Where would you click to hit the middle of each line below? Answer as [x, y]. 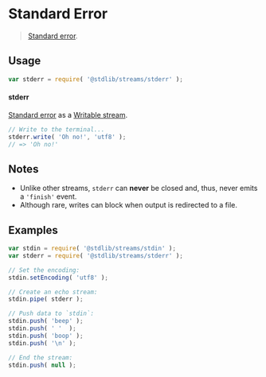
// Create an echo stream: [53, 292]
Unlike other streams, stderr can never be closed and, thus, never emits [139, 188]
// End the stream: [41, 358]
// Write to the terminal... [57, 129]
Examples [33, 230]
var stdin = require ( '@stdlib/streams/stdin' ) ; [92, 249]
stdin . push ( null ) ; [43, 365]
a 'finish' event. [48, 196]
